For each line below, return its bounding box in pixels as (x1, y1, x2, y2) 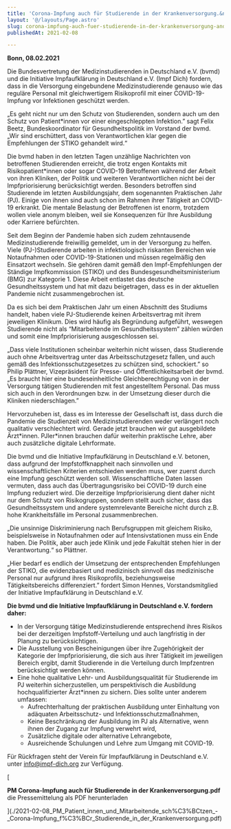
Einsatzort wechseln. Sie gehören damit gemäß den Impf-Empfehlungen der (7, 260, 223, 269)
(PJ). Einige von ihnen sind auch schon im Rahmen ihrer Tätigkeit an (7, 196, 199, 205)
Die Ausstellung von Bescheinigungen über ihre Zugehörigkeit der (16, 644, 204, 652)
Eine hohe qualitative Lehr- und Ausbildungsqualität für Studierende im (16, 674, 218, 682)
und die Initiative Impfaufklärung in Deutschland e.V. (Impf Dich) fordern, (7, 75, 213, 83)
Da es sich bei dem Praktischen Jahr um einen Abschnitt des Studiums (7, 303, 208, 311)
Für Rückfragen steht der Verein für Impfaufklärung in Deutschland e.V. (7, 753, 208, 761)
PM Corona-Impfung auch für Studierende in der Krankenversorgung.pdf (7, 786, 221, 795)
